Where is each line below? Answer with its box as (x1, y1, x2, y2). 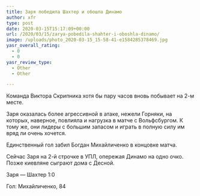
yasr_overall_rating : (6, 43, 61, 49)
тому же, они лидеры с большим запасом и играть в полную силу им (6, 123, 185, 130)
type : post (6, 20, 34, 26)
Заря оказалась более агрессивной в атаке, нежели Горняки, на (6, 110, 172, 118)
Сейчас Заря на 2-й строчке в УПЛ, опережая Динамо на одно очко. (6, 153, 184, 160)
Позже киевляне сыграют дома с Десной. (6, 159, 115, 166)
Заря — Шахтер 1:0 (6, 171, 55, 179)
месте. (6, 99, 24, 106)
